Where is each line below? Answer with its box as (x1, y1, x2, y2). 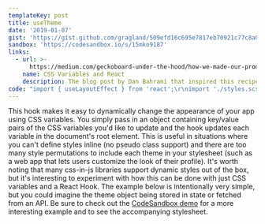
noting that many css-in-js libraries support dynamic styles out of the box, (8, 165, 249, 174)
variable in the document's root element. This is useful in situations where (8, 132, 248, 141)
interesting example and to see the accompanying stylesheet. (8, 207, 208, 217)
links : (8, 48, 30, 56)
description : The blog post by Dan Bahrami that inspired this (22, 77, 235, 85)
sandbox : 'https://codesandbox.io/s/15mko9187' (8, 41, 168, 49)
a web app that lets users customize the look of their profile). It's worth (8, 157, 239, 166)
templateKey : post (8, 11, 69, 20)
